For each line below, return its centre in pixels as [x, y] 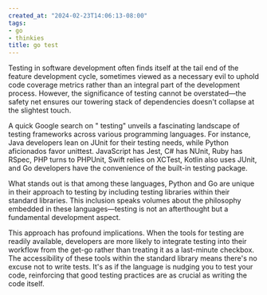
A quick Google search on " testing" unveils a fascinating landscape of [124, 126]
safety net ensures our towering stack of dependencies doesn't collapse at [132, 102]
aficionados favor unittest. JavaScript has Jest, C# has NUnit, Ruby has [126, 151]
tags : [17, 23]
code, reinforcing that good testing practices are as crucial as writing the [128, 275]
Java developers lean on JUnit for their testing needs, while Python [118, 143]
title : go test [33, 45]
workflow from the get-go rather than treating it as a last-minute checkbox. [132, 250]
